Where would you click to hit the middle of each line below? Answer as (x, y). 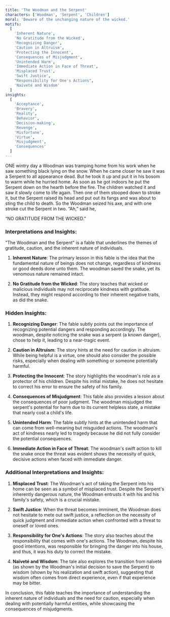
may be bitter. (27, 583)
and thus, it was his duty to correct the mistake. (62, 551)
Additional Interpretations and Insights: (55, 473)
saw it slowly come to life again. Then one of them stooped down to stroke (83, 192)
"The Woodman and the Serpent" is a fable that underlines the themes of (81, 243)
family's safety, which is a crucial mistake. (56, 499)
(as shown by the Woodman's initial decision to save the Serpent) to (83, 567)
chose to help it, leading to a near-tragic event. (61, 340)
